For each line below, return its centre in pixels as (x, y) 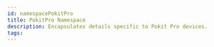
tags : (15, 33)
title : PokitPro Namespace (47, 20)
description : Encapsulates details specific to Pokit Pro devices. (108, 26)
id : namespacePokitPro (40, 13)
